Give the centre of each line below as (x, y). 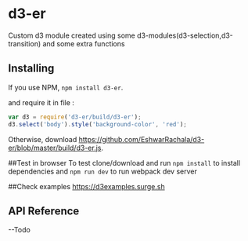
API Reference (44, 211)
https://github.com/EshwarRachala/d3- (142, 139)
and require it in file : (41, 102)
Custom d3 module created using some (72, 35)
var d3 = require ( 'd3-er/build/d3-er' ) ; (75, 117)
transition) (25, 43)
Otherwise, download (43, 139)
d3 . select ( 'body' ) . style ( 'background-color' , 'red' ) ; (98, 124)
